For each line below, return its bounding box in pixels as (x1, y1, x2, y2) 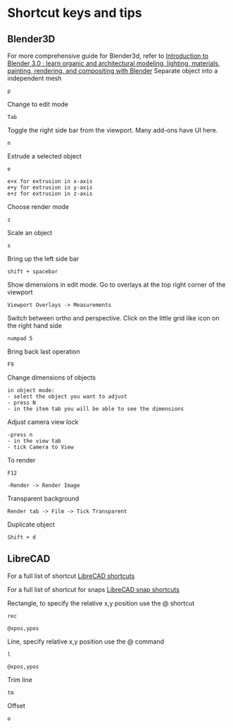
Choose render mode (7, 203, 69, 211)
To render (7, 456, 36, 464)
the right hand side (7, 322, 62, 330)
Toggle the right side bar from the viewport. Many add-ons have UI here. (7, 126, 218, 134)
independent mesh (7, 74, 62, 82)
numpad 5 (7, 335, 33, 342)
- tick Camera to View (7, 444, 74, 451)
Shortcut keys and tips (7, 5, 142, 21)
